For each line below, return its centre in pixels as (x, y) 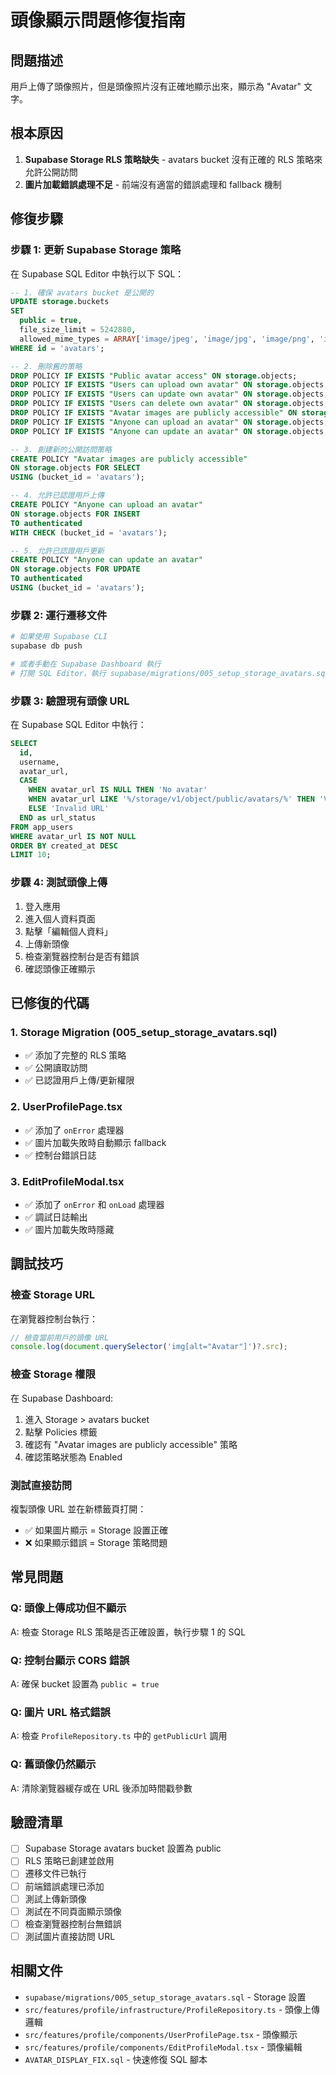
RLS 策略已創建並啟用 (69, 1861)
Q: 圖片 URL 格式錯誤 (60, 1712)
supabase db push (46, 646)
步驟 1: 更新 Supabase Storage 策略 (96, 250)
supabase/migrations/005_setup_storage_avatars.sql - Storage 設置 (165, 1997)
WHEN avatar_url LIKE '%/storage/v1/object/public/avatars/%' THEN (171, 799)
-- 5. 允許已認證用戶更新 (57, 551)
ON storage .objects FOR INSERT (75, 514)
